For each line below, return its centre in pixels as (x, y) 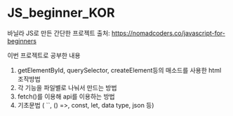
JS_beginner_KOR (61, 13)
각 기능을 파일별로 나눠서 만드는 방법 (67, 87)
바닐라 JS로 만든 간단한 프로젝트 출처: (59, 33)
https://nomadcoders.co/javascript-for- (168, 33)
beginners (22, 41)
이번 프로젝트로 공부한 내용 (44, 55)
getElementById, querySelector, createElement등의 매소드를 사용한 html (119, 70)
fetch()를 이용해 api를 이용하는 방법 (66, 96)
